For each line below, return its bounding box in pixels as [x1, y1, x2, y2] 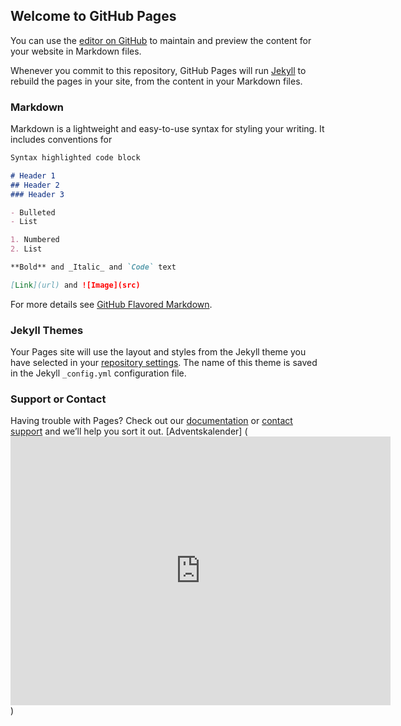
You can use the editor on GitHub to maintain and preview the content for [10, 34, 312, 46]
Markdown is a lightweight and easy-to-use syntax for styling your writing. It [10, 123, 325, 135]
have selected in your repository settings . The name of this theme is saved [10, 357, 318, 369]
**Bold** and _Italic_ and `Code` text [10, 262, 177, 273]
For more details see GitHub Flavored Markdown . [10, 298, 213, 310]
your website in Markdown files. [10, 45, 142, 57]
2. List [10, 244, 43, 254]
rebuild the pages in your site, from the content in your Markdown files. [10, 75, 303, 87]
